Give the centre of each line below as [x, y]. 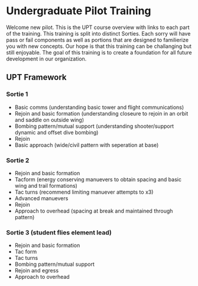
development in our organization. [46, 59]
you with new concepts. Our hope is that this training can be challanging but [99, 46]
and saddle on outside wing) [49, 120]
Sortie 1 [17, 94]
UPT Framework [36, 77]
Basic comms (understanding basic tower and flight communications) [99, 107]
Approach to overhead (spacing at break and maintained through [94, 211]
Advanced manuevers [41, 198]
